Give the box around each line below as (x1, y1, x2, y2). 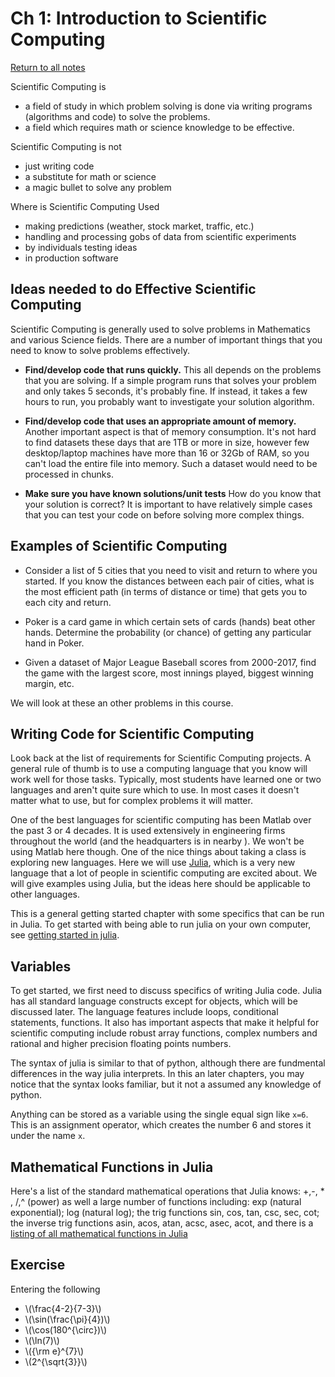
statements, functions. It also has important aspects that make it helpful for (10, 1017, 320, 1029)
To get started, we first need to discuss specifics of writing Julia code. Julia (10, 985, 323, 997)
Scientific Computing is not (10, 140, 122, 152)
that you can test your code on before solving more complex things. (24, 508, 305, 521)
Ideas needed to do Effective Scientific (10, 281, 257, 298)
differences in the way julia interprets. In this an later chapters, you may (10, 1068, 305, 1080)
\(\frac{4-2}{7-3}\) (24, 1302, 102, 1314)
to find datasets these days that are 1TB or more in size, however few (24, 436, 310, 448)
